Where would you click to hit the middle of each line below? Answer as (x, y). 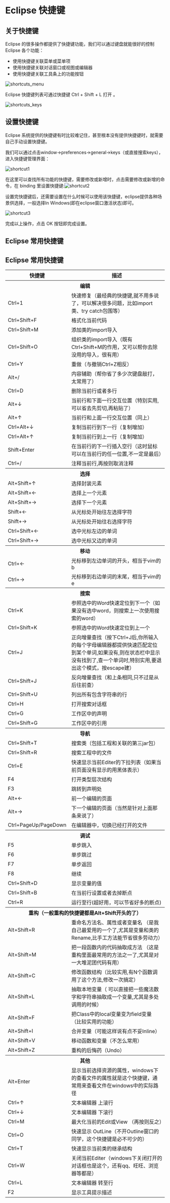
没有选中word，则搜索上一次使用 (115, 611)
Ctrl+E (15, 766)
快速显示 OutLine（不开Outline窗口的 (115, 1131)
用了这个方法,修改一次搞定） (105, 980)
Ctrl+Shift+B (23, 893)
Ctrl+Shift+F (22, 320)
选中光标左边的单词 (94, 531)
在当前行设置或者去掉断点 (102, 893)
